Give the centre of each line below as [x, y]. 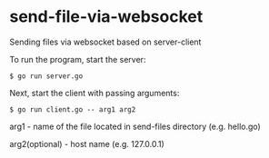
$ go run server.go [46, 76]
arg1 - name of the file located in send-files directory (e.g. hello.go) [135, 126]
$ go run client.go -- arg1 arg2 [73, 109]
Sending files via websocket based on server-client [105, 42]
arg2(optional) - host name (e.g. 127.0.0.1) [87, 143]
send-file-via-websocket [106, 17]
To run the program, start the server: [78, 59]
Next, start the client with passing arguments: [95, 93]
